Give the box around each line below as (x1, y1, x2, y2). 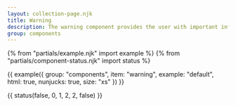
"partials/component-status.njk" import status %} (7, 57, 151, 65)
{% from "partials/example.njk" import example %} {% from (7, 49, 181, 58)
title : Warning (7, 17, 52, 24)
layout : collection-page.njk (7, 10, 93, 18)
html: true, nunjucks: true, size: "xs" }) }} (7, 78, 124, 86)
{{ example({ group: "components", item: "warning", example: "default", (7, 70, 214, 79)
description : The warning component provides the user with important (7, 23, 218, 30)
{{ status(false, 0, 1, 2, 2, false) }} (7, 91, 103, 100)
